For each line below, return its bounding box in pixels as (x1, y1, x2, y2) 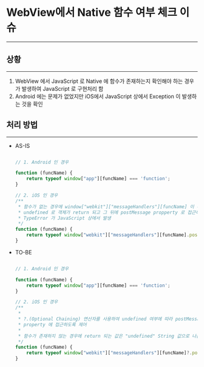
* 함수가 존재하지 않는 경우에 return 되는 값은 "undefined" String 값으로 (18, 333, 190, 339)
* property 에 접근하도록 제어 (18, 321, 87, 327)
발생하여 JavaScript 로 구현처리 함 (21, 85, 104, 92)
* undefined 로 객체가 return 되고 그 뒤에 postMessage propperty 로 (18, 209, 185, 215)
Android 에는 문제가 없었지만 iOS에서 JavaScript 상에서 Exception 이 (15, 93, 181, 100)
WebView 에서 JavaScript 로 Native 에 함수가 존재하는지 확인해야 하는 (15, 77, 183, 85)
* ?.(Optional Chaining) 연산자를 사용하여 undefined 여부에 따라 (18, 316, 173, 323)
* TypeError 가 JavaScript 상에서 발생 (18, 215, 111, 221)
